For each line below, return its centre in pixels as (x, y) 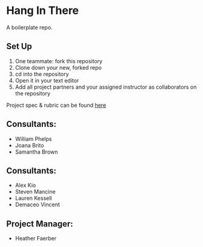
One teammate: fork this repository (59, 61)
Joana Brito (29, 145)
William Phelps (33, 139)
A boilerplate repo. (29, 27)
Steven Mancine (35, 192)
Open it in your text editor (47, 80)
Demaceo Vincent (38, 205)
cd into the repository (42, 74)
